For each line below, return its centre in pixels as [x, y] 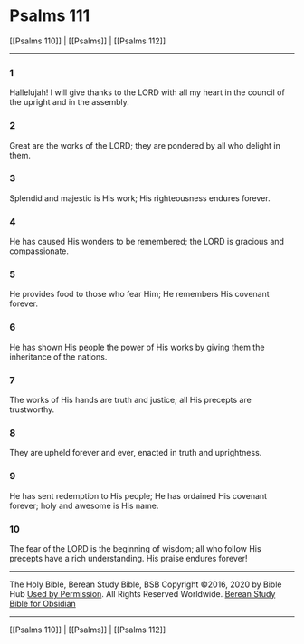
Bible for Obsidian [43, 603]
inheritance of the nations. [58, 356]
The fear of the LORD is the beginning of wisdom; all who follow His [135, 548]
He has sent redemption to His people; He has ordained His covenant [138, 495]
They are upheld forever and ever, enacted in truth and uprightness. [136, 453]
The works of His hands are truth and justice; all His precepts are [130, 400]
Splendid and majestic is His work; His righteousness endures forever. [140, 198]
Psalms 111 [50, 16]
